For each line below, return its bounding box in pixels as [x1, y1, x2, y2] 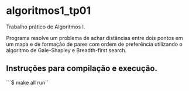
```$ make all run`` [6, 79, 49, 86]
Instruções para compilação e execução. [6, 64, 158, 74]
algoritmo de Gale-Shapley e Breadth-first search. [6, 46, 127, 53]
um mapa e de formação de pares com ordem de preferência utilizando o [6, 41, 183, 48]
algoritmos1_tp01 [6, 4, 91, 17]
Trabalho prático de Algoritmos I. [6, 23, 85, 30]
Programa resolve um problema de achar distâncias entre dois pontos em [6, 34, 183, 41]
